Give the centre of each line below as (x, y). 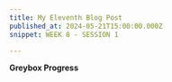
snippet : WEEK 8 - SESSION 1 (64, 34)
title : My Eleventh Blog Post (66, 18)
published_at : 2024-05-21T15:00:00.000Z (86, 26)
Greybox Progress (44, 68)
